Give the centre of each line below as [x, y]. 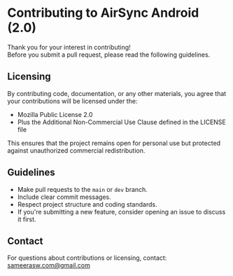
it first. [27, 219]
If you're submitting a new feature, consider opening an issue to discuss [121, 212]
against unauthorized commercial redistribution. [76, 150]
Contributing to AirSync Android [103, 13]
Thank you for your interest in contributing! [69, 47]
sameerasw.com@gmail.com [49, 265]
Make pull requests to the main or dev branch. [83, 189]
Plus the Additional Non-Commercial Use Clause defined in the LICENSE [121, 122]
